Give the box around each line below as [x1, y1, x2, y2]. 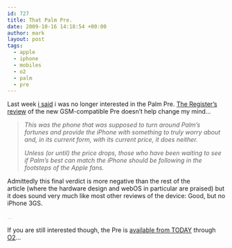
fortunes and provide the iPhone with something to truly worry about [24, 128, 221, 136]
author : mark [7, 29, 45, 37]
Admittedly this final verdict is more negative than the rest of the [7, 177, 190, 186]
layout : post [7, 36, 45, 43]
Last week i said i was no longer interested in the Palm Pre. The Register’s [7, 100, 217, 108]
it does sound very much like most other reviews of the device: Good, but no [7, 192, 226, 200]
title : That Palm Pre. [7, 17, 73, 24]
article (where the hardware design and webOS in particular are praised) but [7, 184, 225, 193]
